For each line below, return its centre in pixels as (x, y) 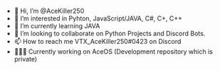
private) (26, 59)
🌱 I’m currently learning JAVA (57, 26)
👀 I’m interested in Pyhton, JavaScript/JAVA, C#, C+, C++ (98, 18)
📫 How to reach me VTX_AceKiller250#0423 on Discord (98, 41)
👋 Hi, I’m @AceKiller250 (49, 11)
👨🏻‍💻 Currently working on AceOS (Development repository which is (114, 52)
